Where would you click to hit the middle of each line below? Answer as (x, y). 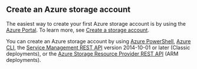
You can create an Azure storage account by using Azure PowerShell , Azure (98, 41)
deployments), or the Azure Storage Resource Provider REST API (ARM (92, 54)
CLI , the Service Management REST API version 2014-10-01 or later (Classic (98, 47)
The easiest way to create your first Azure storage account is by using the (96, 23)
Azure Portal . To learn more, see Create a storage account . (78, 30)
